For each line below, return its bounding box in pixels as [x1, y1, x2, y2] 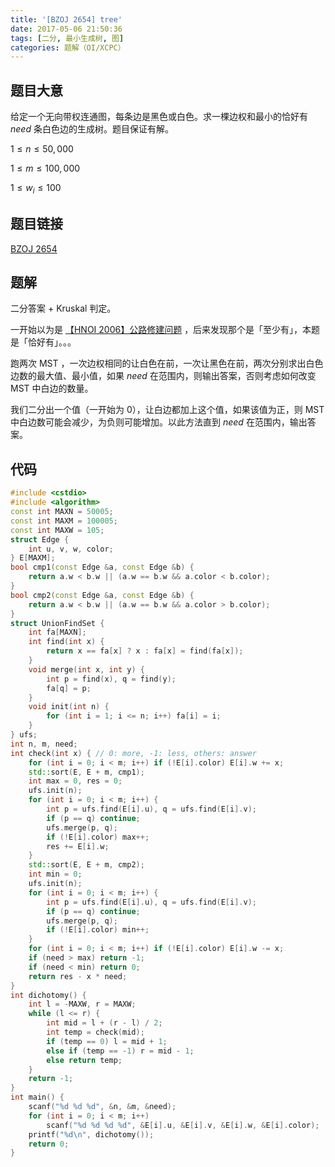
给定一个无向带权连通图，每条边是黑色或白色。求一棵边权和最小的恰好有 [10, 111, 308, 123]
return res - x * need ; [28, 971, 128, 981]
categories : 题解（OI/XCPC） [10, 42, 126, 53]
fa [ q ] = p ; [46, 683, 92, 693]
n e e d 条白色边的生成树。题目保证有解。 [10, 123, 174, 135]
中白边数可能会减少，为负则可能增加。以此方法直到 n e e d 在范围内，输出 [10, 416, 308, 428]
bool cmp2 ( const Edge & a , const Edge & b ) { [10, 590, 195, 600]
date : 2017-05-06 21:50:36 [10, 24, 123, 34]
